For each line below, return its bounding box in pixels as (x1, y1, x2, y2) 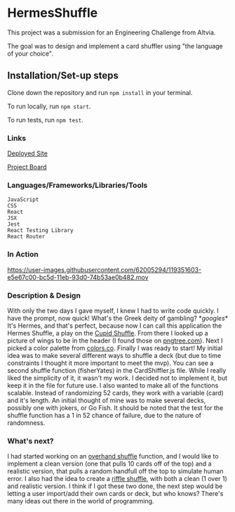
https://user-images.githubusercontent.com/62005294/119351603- (7, 265, 202, 274)
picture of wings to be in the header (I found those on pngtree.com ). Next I (7, 336, 223, 345)
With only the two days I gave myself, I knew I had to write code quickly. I (7, 306, 219, 314)
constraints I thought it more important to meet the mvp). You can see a (7, 359, 214, 367)
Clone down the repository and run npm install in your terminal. (7, 88, 193, 96)
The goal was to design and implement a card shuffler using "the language (7, 41, 223, 50)
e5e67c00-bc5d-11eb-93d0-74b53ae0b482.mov (7, 273, 149, 281)
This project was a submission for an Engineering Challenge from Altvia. (7, 28, 216, 37)
